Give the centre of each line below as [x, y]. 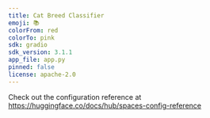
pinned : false [32, 67]
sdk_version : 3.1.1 [40, 52]
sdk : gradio [28, 45]
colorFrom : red [33, 30]
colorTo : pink [32, 38]
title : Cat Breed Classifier [56, 15]
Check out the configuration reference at [75, 97]
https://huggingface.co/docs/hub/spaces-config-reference [105, 105]
